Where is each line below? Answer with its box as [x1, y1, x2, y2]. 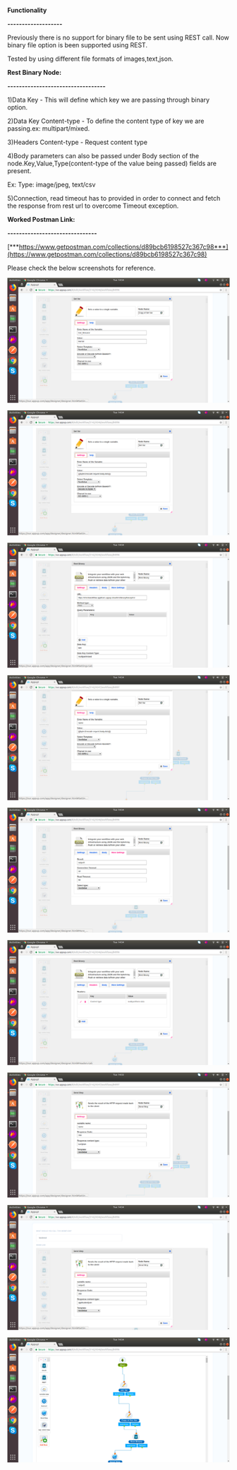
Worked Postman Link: [7, 215, 75, 223]
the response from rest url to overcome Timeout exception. [7, 201, 179, 210]
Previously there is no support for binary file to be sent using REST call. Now [7, 33, 229, 42]
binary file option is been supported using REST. [7, 41, 148, 49]
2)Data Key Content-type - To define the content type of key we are [7, 117, 205, 125]
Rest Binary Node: [7, 69, 62, 76]
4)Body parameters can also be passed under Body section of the [7, 152, 200, 160]
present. [7, 167, 32, 175]
